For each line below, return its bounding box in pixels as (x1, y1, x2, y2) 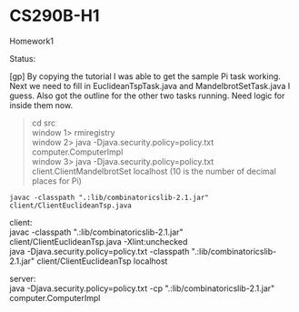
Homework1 (9, 35, 55, 46)
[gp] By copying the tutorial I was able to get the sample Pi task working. (9, 70, 282, 82)
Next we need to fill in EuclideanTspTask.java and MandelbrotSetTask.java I (9, 80, 291, 91)
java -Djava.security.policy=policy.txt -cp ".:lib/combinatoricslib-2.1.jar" (9, 283, 275, 294)
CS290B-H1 (9, 5, 100, 26)
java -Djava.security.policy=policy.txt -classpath (9, 246, 190, 257)
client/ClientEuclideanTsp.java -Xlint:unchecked (9, 236, 188, 247)
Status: (9, 53, 36, 64)
